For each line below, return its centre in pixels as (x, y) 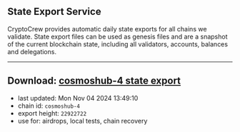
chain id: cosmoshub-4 (49, 106)
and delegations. (32, 51)
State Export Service (54, 12)
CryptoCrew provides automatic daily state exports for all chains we (107, 29)
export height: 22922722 (52, 113)
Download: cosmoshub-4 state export (94, 81)
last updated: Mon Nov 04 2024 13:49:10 (78, 98)
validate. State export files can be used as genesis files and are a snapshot (117, 36)
